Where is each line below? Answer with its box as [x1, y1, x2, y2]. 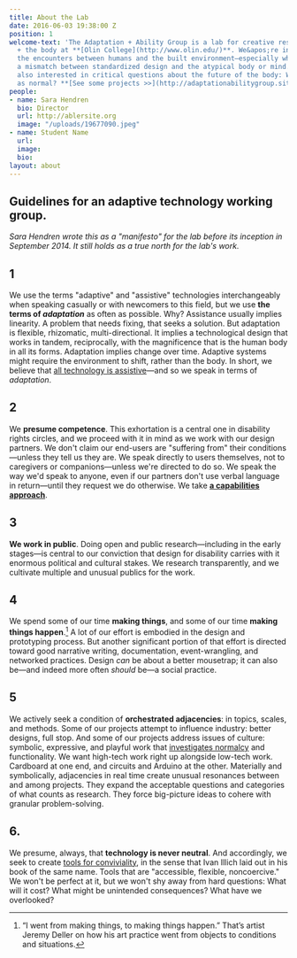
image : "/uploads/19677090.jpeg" [17, 120, 141, 129]
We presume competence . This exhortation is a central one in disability [9, 423, 270, 434]
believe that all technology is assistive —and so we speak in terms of [9, 365, 258, 375]
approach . [9, 489, 48, 500]
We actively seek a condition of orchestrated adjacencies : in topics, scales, [9, 714, 287, 724]
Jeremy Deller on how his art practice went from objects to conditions [21, 929, 277, 939]
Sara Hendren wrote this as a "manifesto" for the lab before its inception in [9, 231, 283, 242]
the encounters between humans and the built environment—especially [17, 54, 278, 63]
